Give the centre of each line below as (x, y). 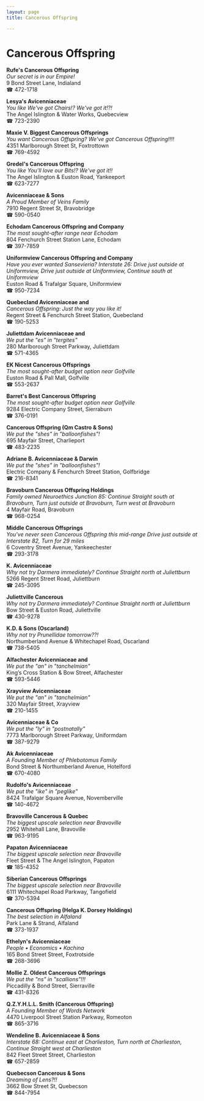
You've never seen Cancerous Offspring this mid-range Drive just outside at (102, 535)
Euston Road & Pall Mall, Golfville (48, 378)
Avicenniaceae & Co (32, 722)
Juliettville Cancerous (35, 597)
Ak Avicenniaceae (30, 754)
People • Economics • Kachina (45, 948)
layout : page (23, 12)
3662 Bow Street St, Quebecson (47, 1086)
